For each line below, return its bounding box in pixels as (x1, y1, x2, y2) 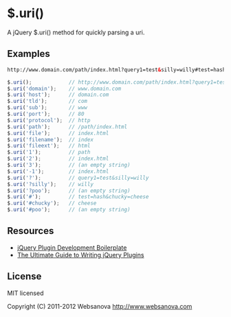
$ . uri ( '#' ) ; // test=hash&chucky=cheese (7, 193, 149, 200)
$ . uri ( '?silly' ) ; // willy (7, 180, 94, 187)
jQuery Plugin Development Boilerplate (16, 243, 127, 252)
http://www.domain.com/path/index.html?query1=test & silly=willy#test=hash (7, 66, 226, 73)
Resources (7, 225, 54, 237)
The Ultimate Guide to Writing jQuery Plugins (16, 250, 144, 259)
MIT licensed (7, 289, 44, 297)
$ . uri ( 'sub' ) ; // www (7, 104, 88, 111)
